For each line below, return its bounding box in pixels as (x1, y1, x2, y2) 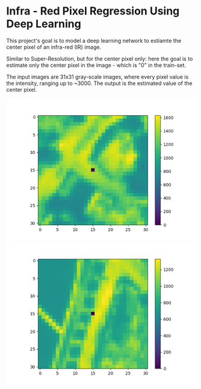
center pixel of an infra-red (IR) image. (6, 43, 101, 51)
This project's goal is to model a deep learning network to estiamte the (6, 37, 182, 44)
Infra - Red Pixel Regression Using (6, 4, 180, 18)
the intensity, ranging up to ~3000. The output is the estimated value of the (6, 80, 193, 87)
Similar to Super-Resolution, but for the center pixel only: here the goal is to (6, 55, 193, 62)
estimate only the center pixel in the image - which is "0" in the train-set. (6, 62, 187, 69)
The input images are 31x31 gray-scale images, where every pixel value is (6, 73, 189, 80)
